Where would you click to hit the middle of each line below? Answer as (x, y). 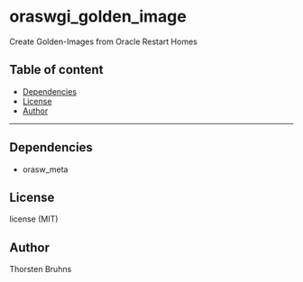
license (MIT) (34, 219)
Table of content (56, 70)
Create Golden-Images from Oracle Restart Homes (104, 41)
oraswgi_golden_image (98, 17)
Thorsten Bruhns (41, 269)
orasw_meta (45, 169)
